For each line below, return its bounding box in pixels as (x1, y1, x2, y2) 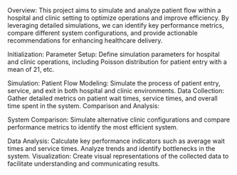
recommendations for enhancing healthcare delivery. (7, 36, 163, 45)
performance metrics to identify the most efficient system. (7, 123, 179, 131)
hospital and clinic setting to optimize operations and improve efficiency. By (7, 14, 229, 22)
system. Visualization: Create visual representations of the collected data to (7, 152, 229, 160)
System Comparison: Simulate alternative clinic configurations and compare (7, 115, 231, 124)
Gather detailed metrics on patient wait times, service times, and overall (7, 94, 218, 102)
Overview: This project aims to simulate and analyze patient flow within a (7, 6, 221, 14)
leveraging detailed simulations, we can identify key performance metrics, (7, 21, 224, 29)
